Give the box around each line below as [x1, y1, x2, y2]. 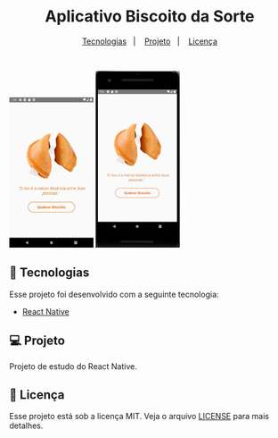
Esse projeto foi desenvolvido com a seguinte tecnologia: [9, 289, 220, 299]
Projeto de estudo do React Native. [9, 361, 138, 372]
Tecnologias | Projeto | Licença [81, 36, 218, 46]
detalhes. [9, 420, 44, 431]
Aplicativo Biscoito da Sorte [44, 6, 256, 27]
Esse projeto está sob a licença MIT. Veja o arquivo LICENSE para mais [9, 411, 270, 422]
